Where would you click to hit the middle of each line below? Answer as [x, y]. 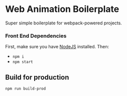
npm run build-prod [26, 89]
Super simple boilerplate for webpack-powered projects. [63, 23]
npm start [23, 62]
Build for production [37, 77]
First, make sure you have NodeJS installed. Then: [57, 47]
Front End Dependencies [36, 36]
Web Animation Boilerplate [62, 9]
